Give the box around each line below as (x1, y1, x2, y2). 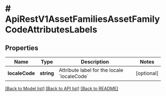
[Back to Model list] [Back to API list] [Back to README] (5, 86, 119, 92)
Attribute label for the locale (58, 67, 124, 73)
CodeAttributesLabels (5, 24, 97, 35)
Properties (5, 44, 39, 52)
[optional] (135, 70, 159, 77)
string (40, 70, 54, 77)
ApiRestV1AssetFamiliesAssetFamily (5, 13, 160, 25)
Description (81, 58, 109, 65)
